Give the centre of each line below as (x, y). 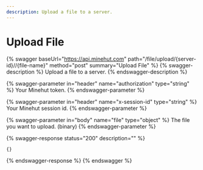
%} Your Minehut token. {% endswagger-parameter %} (75, 90)
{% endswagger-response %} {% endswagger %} (69, 160)
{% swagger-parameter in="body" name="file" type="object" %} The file (98, 120)
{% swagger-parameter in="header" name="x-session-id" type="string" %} (102, 101)
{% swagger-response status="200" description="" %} (76, 138)
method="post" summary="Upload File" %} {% (108, 65)
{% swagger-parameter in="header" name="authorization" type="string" (98, 83)
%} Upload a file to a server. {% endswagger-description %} (112, 72)
